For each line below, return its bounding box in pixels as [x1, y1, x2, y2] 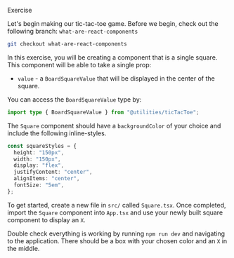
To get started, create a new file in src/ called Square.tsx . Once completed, [7, 201, 226, 209]
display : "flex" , [13, 162, 65, 169]
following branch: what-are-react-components [7, 27, 138, 35]
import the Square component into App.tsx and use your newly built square [7, 208, 223, 217]
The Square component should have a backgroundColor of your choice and [7, 121, 221, 130]
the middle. [7, 244, 40, 252]
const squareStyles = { [7, 142, 77, 149]
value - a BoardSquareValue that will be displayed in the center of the [17, 74, 216, 83]
